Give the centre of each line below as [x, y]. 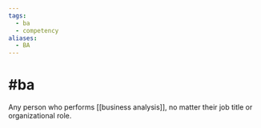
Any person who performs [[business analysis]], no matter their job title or [130, 107]
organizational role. [40, 116]
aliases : [23, 38]
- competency [37, 30]
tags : [17, 16]
